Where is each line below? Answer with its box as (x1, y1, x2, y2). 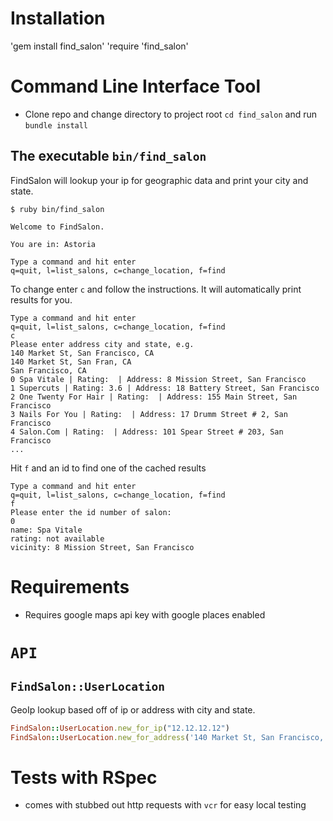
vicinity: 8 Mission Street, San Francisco (10, 542, 195, 552)
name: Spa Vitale (10, 525, 83, 535)
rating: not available (10, 533, 105, 544)
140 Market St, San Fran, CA (10, 357, 132, 367)
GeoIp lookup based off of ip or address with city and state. (10, 703, 256, 716)
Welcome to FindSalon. (10, 222, 105, 232)
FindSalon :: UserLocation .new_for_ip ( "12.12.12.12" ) (10, 723, 230, 733)
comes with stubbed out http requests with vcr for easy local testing (24, 799, 307, 811)
